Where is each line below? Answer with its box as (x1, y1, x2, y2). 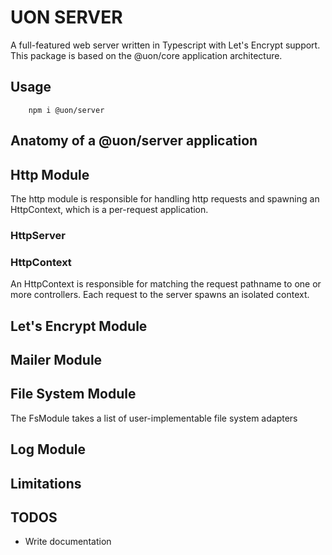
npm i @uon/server (28, 105, 105, 115)
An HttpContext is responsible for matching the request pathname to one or (10, 278, 322, 290)
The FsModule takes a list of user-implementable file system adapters (10, 412, 298, 424)
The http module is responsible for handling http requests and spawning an (10, 192, 320, 205)
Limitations (10, 475, 82, 492)
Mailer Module (10, 351, 103, 368)
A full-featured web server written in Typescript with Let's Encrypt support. (10, 39, 321, 51)
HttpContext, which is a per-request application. (10, 203, 209, 215)
